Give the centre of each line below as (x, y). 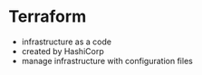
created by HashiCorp (63, 51)
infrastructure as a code (67, 42)
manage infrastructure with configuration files (107, 61)
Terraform (48, 17)
